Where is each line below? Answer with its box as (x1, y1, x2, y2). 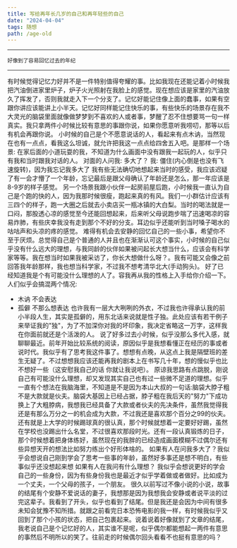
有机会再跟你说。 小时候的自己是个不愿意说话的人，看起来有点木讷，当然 (7, 130, 219, 138)
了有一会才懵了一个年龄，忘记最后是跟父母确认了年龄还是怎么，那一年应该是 (7, 174, 230, 183)
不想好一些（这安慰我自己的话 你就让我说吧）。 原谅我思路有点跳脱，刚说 (17, 365, 229, 374)
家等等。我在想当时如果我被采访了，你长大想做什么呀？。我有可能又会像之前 (7, 253, 230, 262)
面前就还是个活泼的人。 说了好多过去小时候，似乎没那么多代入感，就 (30, 330, 230, 339)
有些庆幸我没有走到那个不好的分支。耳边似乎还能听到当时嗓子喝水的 (31, 218, 230, 226)
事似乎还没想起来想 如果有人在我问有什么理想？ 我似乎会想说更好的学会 (17, 463, 226, 471)
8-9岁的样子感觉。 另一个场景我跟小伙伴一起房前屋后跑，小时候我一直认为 (7, 183, 224, 191)
